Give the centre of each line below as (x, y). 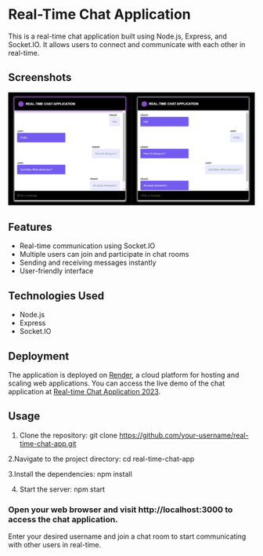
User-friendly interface (56, 271)
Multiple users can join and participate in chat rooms (104, 254)
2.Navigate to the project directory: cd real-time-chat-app (101, 459)
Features (30, 227)
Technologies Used (56, 296)
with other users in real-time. (55, 545)
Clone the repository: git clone (68, 435)
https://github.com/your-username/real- (184, 435)
